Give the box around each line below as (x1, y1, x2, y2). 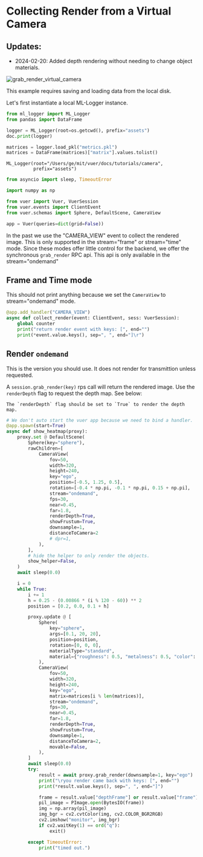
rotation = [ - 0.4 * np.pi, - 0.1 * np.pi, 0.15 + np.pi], (49, 485, 190, 491)
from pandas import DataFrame (6, 117, 83, 123)
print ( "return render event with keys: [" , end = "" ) (17, 326, 150, 332)
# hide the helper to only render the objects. (28, 552, 150, 559)
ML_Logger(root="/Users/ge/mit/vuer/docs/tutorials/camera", (6, 161, 164, 167)
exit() (49, 828, 66, 834)
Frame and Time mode (6, 275, 92, 285)
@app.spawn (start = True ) (6, 423, 66, 429)
